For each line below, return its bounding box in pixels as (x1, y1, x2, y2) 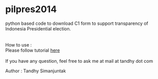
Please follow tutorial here (5, 47, 60, 53)
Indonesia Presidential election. (5, 25, 71, 31)
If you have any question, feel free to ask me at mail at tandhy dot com (5, 58, 153, 64)
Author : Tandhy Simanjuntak (5, 67, 66, 74)
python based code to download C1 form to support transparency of (5, 20, 149, 26)
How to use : (5, 42, 32, 48)
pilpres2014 (5, 4, 57, 15)
